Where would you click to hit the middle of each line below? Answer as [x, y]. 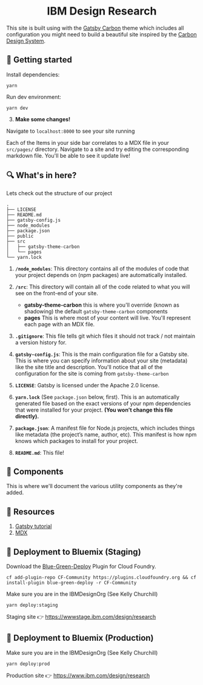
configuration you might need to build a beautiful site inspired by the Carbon [101, 34]
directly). [27, 416]
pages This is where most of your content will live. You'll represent [107, 318]
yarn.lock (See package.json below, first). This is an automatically [97, 397]
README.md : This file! [40, 452]
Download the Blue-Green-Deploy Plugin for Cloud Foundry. [81, 566]
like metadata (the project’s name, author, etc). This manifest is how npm [106, 434]
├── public [20, 236]
